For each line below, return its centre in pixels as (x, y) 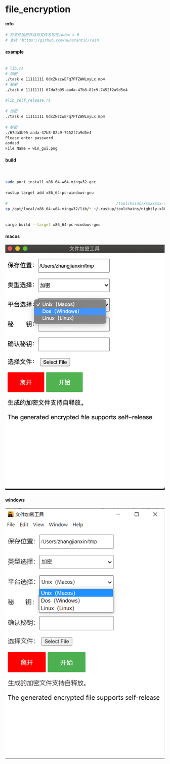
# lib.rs (14, 69)
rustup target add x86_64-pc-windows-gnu (50, 193)
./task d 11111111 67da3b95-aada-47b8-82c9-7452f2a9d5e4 (67, 90)
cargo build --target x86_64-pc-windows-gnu (53, 225)
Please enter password (29, 138)
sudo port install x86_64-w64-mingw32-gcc (51, 182)
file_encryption (38, 9)
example (15, 52)
